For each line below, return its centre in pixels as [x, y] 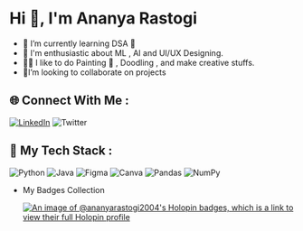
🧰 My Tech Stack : [61, 151]
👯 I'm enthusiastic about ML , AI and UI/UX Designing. [123, 52]
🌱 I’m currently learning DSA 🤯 [79, 43]
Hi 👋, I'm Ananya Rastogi [103, 18]
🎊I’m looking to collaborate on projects [94, 72]
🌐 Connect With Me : [69, 101]
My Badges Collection [64, 189]
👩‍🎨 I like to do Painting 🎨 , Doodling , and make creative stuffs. [138, 62]
